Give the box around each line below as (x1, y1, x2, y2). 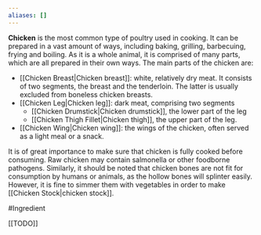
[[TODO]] (8, 219, 38, 228)
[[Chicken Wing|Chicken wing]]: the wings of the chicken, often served (19, 123, 249, 132)
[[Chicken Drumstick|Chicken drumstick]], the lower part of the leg (31, 107, 247, 116)
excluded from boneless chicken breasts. (19, 89, 153, 99)
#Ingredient (8, 203, 45, 212)
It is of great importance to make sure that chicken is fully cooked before (8, 146, 243, 156)
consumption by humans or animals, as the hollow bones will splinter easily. (8, 172, 253, 181)
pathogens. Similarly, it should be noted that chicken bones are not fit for (8, 163, 244, 172)
